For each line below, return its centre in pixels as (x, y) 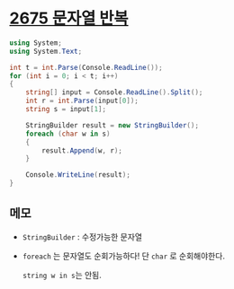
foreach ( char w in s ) (68, 134)
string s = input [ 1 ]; (66, 109)
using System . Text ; (46, 51)
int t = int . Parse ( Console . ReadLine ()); (86, 67)
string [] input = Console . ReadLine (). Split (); (114, 92)
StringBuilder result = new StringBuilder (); (112, 125)
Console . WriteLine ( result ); (78, 175)
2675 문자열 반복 (69, 18)
